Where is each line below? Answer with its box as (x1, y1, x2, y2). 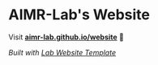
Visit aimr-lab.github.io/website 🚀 (8, 32, 124, 42)
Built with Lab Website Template (8, 47, 116, 57)
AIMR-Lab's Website (8, 6, 151, 24)
